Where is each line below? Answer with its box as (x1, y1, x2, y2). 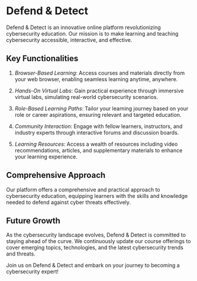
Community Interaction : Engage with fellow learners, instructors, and (14, 123, 183, 130)
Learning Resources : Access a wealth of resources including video (14, 140, 178, 148)
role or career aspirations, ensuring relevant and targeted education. (14, 111, 182, 118)
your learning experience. (14, 153, 78, 160)
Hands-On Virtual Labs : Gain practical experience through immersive (14, 87, 184, 94)
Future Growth (6, 215, 61, 226)
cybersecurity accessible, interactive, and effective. (6, 36, 133, 43)
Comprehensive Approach (6, 170, 106, 180)
